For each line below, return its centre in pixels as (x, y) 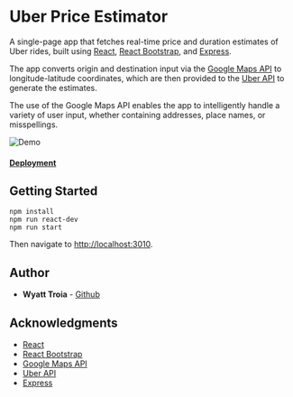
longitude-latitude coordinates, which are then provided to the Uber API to (147, 78)
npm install (32, 212)
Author (29, 272)
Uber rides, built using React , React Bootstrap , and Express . (120, 51)
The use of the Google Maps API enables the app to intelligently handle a (145, 105)
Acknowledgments (64, 323)
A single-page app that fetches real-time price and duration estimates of (144, 42)
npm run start (36, 227)
